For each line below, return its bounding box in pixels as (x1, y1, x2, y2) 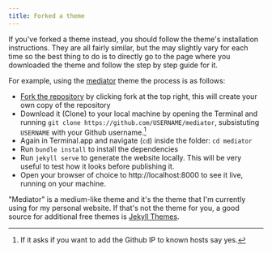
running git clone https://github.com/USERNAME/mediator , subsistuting (19, 117, 260, 126)
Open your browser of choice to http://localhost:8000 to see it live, (19, 170, 244, 180)
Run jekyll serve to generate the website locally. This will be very (19, 153, 242, 163)
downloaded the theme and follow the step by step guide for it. (8, 60, 219, 70)
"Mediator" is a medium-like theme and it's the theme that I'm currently (8, 195, 246, 204)
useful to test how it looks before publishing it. (19, 161, 175, 171)
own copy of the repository (19, 100, 111, 109)
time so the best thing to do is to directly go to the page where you (8, 51, 231, 61)
